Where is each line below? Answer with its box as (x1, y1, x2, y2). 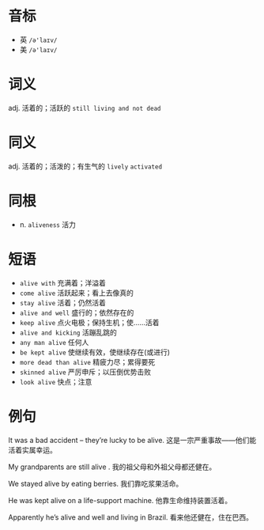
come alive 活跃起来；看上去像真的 (19, 288, 134, 297)
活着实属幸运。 (8, 445, 57, 455)
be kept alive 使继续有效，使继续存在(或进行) (19, 347, 171, 357)
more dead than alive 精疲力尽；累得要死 (19, 357, 156, 366)
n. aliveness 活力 (19, 219, 77, 229)
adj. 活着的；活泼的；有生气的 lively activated (8, 161, 163, 171)
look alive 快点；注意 (19, 377, 92, 386)
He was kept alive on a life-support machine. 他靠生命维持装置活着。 (8, 495, 232, 505)
